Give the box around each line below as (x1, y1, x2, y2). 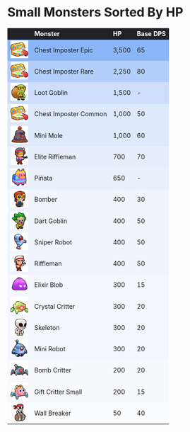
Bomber (34, 195, 58, 204)
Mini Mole (34, 131, 64, 140)
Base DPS (136, 30, 166, 38)
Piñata (34, 174, 53, 183)
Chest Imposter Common (34, 110, 107, 118)
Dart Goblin (34, 217, 68, 225)
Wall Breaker (34, 409, 71, 417)
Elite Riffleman (34, 152, 76, 161)
